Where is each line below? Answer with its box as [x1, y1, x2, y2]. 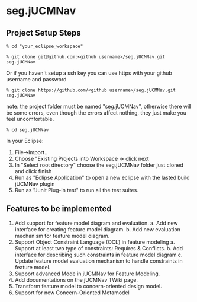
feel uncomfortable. [6, 116, 54, 122]
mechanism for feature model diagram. [14, 232, 110, 239]
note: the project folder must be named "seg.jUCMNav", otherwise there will [6, 103, 192, 110]
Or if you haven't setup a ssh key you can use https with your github [6, 69, 173, 77]
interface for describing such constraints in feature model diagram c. [14, 251, 183, 258]
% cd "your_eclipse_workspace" [6, 43, 83, 49]
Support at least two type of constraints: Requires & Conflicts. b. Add [14, 244, 183, 252]
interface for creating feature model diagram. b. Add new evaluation [14, 225, 180, 233]
